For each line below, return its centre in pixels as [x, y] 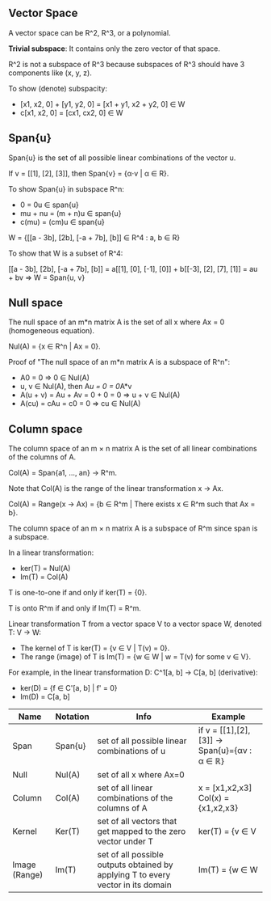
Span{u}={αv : [225, 751]
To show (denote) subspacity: [58, 88]
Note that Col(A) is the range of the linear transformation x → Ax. [116, 489]
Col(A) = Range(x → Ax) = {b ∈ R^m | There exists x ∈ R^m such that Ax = [132, 504]
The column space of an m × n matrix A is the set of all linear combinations [133, 449]
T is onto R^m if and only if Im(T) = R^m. [75, 608]
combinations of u [131, 751]
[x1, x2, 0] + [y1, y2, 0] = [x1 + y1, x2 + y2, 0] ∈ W [102, 104]
